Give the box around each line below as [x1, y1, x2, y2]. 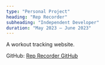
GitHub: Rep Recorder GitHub [6, 52, 78, 59]
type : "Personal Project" [6, 8, 70, 15]
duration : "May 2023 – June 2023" [6, 25, 92, 31]
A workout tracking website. [6, 41, 75, 48]
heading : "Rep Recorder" [6, 14, 68, 20]
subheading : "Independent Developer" [6, 19, 100, 25]
